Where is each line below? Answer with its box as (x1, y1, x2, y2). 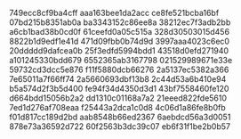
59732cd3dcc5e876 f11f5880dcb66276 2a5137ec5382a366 (9, 64, 229, 75)
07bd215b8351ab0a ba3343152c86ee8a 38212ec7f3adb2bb (9, 17, 231, 28)
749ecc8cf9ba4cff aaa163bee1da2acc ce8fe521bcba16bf (9, 8, 220, 18)
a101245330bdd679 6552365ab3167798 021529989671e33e (9, 55, 233, 65)
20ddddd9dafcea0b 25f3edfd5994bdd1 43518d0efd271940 (9, 45, 229, 56)
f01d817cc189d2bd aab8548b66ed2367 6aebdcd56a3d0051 (9, 111, 231, 122)
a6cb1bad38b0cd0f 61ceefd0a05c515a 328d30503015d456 (9, 27, 229, 37)
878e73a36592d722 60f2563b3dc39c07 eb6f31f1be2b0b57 (9, 121, 231, 132)
